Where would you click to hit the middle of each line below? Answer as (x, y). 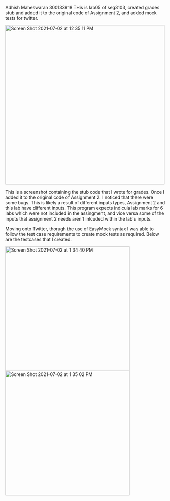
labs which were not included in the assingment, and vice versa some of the (85, 213)
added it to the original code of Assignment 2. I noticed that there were (79, 197)
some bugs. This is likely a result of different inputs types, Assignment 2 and (85, 202)
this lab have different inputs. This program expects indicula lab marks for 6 (84, 208)
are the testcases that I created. (39, 239)
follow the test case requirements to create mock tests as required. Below (82, 234)
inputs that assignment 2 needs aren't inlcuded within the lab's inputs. (79, 219)
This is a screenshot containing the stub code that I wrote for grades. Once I (85, 192)
